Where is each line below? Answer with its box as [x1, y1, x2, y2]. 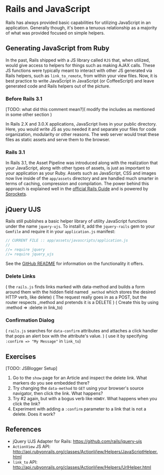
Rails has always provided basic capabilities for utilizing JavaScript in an [5, 20, 151, 25]
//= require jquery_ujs [5, 252, 54, 257]
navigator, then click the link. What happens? [12, 390, 103, 396]
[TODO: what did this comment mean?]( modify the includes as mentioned [5, 107, 155, 112]
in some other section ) [5, 111, 52, 118]
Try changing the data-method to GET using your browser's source [12, 385, 144, 391]
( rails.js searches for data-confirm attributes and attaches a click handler [5, 328, 158, 334]
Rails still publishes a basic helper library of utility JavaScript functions [5, 218, 148, 224]
